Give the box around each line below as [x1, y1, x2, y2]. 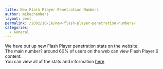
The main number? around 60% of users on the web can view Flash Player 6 [5, 48, 159, 54]
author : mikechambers [5, 12, 49, 17]
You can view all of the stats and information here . [5, 59, 106, 64]
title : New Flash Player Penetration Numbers [5, 7, 99, 12]
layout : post [5, 16, 32, 21]
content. [5, 53, 22, 59]
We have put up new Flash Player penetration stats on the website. [5, 43, 139, 49]
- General [9, 30, 29, 34]
